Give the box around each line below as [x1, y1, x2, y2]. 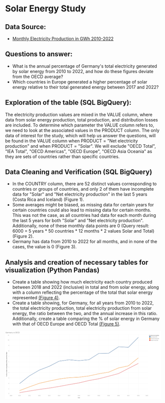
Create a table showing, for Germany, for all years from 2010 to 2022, [12, 300, 154, 306]
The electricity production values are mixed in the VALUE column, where [5, 112, 153, 118]
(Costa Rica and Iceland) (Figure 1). [12, 197, 84, 202]
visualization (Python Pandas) [5, 266, 100, 274]
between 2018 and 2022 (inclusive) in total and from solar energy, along [12, 284, 159, 290]
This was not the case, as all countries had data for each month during [12, 212, 157, 218]
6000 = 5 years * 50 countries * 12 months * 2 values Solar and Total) [12, 228, 155, 234]
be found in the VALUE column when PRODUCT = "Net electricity [5, 138, 138, 144]
